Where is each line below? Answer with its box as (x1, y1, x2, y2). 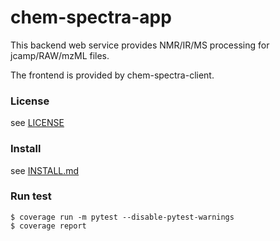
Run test (10, 189, 52, 203)
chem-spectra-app (10, 6, 172, 29)
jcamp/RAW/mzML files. (10, 49, 110, 61)
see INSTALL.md (10, 164, 80, 176)
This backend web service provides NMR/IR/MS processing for (10, 39, 270, 51)
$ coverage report (10, 221, 87, 231)
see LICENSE (10, 117, 65, 129)
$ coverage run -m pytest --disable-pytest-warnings (10, 212, 235, 222)
